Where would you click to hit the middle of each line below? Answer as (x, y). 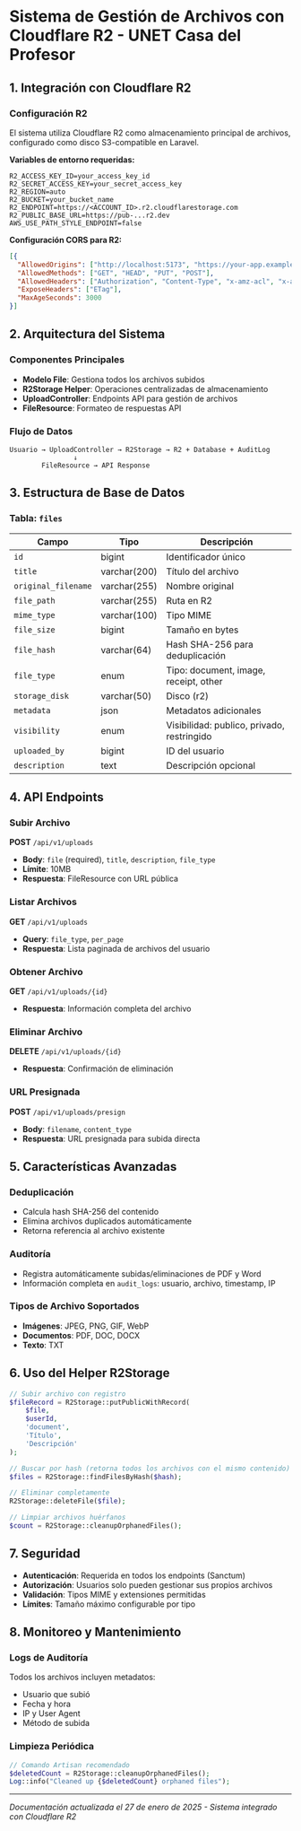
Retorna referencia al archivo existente (94, 1231)
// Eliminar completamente (60, 1493)
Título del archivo (202, 571)
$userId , (42, 1419)
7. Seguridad (45, 1554)
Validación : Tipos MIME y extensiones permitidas (114, 1594)
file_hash (34, 650)
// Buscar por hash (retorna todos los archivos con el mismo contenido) (150, 1469)
